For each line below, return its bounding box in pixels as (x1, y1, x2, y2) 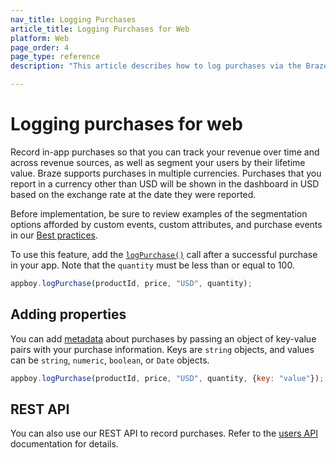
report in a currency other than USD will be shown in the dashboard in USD (10, 177, 320, 190)
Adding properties (10, 306, 127, 323)
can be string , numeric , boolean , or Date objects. (10, 354, 210, 366)
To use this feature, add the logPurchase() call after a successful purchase (10, 248, 318, 260)
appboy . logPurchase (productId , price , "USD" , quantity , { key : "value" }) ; (10, 373, 325, 383)
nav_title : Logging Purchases (10, 14, 137, 25)
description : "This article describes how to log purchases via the (10, 61, 302, 71)
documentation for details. (10, 438, 119, 450)
